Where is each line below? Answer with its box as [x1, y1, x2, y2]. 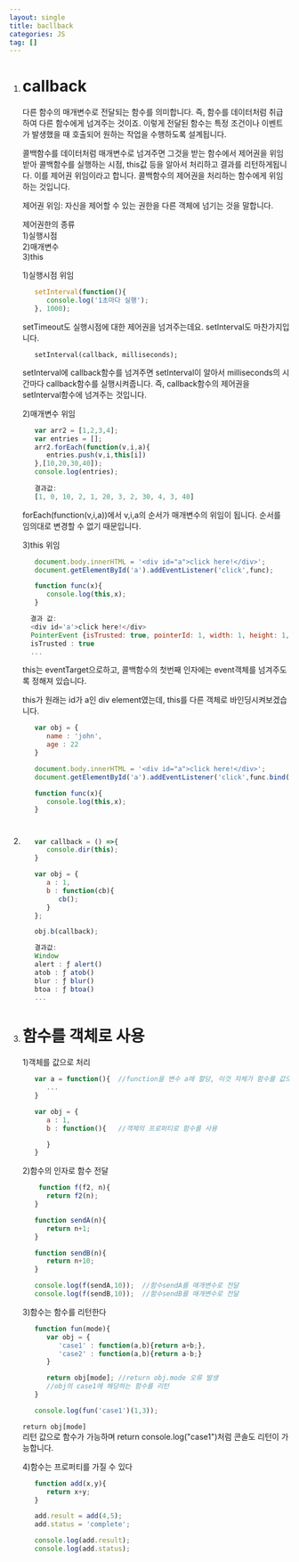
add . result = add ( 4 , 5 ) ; [34, 1511, 123, 1521]
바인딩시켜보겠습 [230, 695, 287, 705]
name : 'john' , [45, 732, 103, 741]
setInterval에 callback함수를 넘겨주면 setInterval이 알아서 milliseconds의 [21, 367, 280, 378]
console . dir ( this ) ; [45, 845, 118, 855]
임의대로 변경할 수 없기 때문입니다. [21, 520, 141, 531]
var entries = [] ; [34, 434, 103, 443]
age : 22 [45, 740, 79, 749]
